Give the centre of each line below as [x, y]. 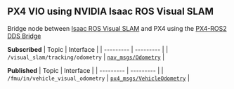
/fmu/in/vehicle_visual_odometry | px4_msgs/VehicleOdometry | [98, 78]
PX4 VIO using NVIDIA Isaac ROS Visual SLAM [111, 12]
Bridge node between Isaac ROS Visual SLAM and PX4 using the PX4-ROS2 [117, 28]
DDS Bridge [24, 36]
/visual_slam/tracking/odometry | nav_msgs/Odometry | [86, 57]
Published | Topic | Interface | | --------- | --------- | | [85, 70]
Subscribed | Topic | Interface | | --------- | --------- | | [88, 49]
